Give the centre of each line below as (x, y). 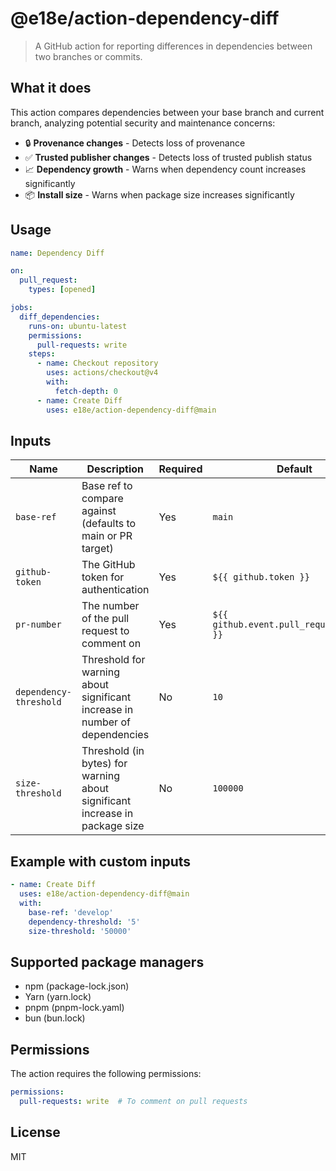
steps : (42, 354)
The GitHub (108, 565)
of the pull (105, 619)
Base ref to (107, 486)
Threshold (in (113, 751)
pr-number (38, 625)
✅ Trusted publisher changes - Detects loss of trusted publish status (168, 157)
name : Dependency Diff (57, 253)
